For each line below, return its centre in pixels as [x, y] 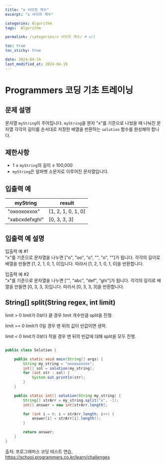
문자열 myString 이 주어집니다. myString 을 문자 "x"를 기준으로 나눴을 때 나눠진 [80, 123]
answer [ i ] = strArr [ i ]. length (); [66, 419]
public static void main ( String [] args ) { [59, 359]
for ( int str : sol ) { [46, 373]
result [67, 203]
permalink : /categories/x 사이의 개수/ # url [50, 37]
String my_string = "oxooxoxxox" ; [59, 364]
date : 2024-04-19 [23, 60]
